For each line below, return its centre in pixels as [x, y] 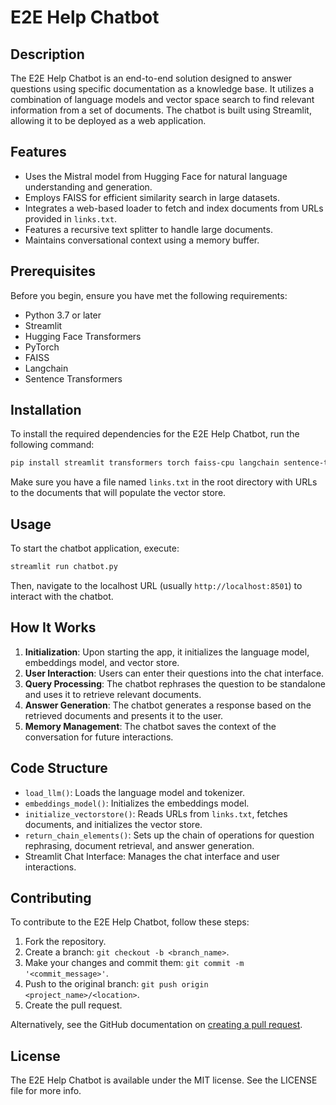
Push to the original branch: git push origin [116, 984]
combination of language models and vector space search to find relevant [162, 99]
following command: [52, 445]
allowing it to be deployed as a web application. [108, 120]
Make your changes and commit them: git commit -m [134, 963]
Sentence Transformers [73, 378]
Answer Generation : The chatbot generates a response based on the [168, 705]
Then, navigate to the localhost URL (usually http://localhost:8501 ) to [156, 585]
